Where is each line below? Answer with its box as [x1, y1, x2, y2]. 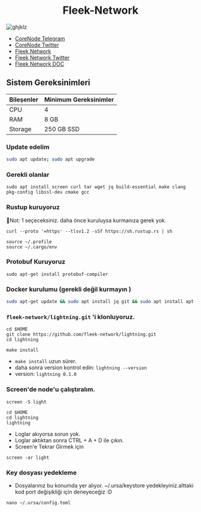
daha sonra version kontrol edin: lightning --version [14, 364, 147, 371]
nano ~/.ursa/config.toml [6, 499, 71, 505]
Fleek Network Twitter [14, 54, 70, 61]
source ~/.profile [6, 238, 52, 245]
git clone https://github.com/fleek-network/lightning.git [6, 332, 157, 338]
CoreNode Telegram [14, 35, 65, 42]
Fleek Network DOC [14, 60, 65, 68]
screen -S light [6, 398, 47, 405]
